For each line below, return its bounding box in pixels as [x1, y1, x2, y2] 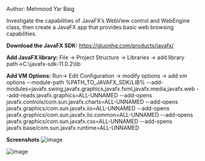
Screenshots [6, 136, 40, 143]
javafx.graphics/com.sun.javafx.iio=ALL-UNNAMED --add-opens [6, 105, 170, 112]
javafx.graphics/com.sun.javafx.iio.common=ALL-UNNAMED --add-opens [6, 111, 193, 118]
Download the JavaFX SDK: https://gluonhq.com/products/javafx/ [6, 42, 174, 49]
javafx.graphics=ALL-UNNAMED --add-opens [36, 92, 152, 99]
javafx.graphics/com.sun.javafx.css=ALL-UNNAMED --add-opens [6, 118, 173, 125]
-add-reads [6, 92, 35, 99]
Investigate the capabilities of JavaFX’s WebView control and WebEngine [6, 17, 190, 24]
